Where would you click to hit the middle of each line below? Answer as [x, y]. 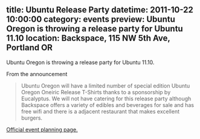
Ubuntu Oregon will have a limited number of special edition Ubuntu [105, 86]
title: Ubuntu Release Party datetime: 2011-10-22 [100, 10]
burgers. [32, 118]
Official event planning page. [42, 129]
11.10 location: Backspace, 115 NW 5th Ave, [88, 38]
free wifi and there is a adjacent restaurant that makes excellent [100, 111]
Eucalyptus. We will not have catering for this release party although [106, 99]
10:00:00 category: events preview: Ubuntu [91, 20]
